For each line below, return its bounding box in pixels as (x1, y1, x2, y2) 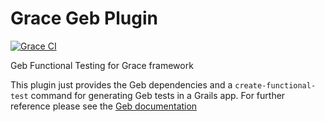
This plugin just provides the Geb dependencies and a (10, 78, 233, 91)
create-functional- (234, 80, 317, 91)
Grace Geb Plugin (10, 7, 158, 30)
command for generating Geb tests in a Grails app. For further (30, 89, 286, 101)
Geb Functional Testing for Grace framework (10, 59, 194, 71)
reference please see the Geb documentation (10, 100, 198, 112)
